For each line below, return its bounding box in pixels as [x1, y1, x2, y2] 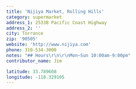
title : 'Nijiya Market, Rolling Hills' [6, 8, 105, 15]
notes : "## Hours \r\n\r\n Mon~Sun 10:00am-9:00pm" [6, 52, 131, 58]
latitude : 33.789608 [6, 68, 57, 74]
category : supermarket [6, 14, 62, 20]
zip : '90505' [6, 36, 38, 42]
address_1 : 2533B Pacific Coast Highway [6, 19, 108, 25]
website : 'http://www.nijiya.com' [6, 42, 92, 48]
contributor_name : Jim [6, 58, 62, 64]
